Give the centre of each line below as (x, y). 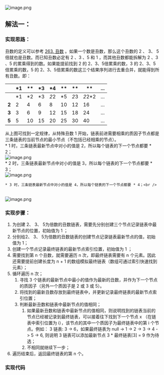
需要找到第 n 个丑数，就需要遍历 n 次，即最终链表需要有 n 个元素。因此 (84, 255)
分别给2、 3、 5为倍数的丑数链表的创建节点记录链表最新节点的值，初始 (84, 237)
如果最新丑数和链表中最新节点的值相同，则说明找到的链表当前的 (91, 311)
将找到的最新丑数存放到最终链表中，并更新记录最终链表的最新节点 (86, 292)
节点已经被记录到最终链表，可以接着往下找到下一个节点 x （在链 (91, 316)
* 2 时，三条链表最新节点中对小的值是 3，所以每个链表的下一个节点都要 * (79, 163)
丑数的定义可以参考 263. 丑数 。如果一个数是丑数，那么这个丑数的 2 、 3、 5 (82, 51)
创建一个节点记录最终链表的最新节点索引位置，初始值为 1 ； (72, 249)
